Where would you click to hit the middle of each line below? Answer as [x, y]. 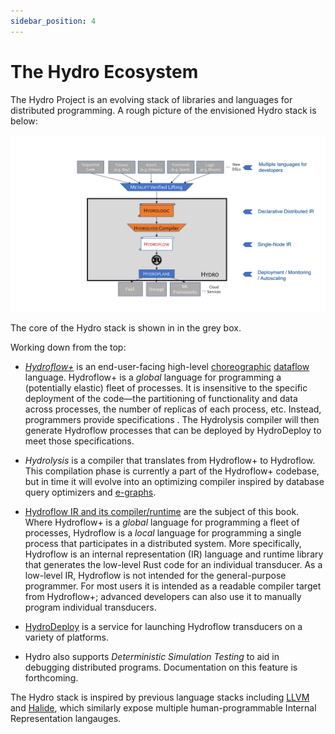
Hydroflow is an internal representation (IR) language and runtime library [174, 554]
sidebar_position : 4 [53, 21]
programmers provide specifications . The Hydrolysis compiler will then [172, 420]
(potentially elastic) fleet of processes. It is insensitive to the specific [166, 388]
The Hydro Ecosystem [104, 71]
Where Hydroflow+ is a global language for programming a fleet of [162, 522]
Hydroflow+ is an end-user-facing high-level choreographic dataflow [167, 367]
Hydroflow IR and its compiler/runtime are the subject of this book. [162, 512]
